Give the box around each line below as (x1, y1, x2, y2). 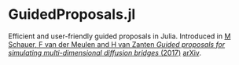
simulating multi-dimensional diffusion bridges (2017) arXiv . (8, 48, 202, 57)
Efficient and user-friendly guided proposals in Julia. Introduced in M (8, 31, 231, 41)
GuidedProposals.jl (8, 5, 136, 23)
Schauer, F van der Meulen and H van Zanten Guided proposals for (8, 39, 226, 49)
